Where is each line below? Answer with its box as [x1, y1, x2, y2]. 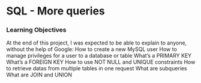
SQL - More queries [6, 4, 105, 18]
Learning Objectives [6, 26, 67, 34]
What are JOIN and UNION [6, 71, 73, 79]
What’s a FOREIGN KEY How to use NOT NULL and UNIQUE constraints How [6, 58, 196, 66]
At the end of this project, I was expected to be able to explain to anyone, [6, 39, 187, 46]
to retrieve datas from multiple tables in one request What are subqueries [6, 65, 187, 72]
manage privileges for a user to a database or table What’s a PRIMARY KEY [6, 52, 192, 60]
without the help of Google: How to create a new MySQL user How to [6, 46, 177, 53]
